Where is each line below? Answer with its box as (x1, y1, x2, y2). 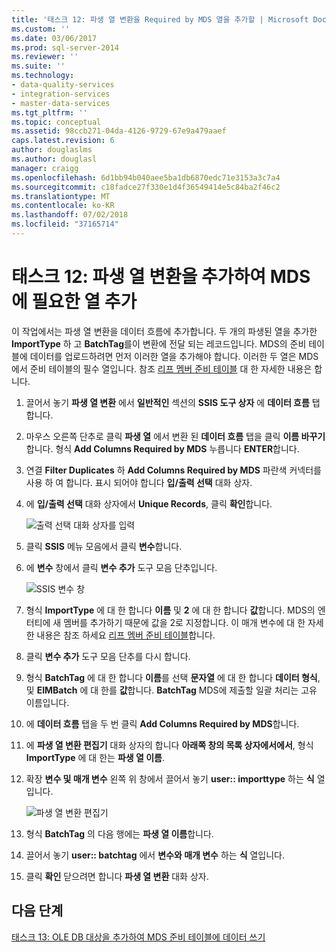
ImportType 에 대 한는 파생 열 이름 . (25, 751, 165, 763)
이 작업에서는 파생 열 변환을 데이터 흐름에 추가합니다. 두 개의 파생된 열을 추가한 (11, 325, 318, 337)
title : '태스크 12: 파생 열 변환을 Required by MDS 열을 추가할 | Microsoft (11, 14, 309, 25)
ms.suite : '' (11, 61, 66, 71)
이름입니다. (25, 696, 70, 708)
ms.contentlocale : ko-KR (11, 201, 115, 211)
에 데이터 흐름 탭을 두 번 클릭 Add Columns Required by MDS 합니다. (25, 717, 300, 730)
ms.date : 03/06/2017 (11, 33, 98, 43)
